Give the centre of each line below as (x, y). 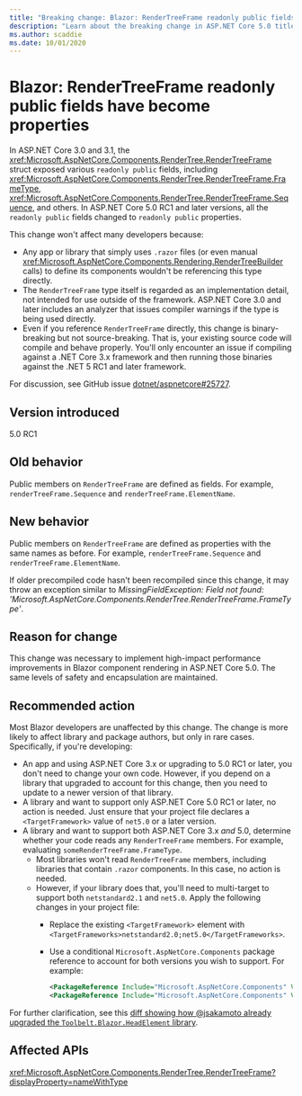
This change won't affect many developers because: (107, 235)
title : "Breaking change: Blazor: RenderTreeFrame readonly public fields (152, 18)
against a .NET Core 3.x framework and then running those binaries (147, 357)
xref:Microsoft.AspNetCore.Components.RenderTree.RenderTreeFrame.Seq (149, 198)
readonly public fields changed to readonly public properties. (125, 218)
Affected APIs (49, 1051)
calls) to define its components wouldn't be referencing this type (142, 272)
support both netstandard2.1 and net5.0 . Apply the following (148, 898)
